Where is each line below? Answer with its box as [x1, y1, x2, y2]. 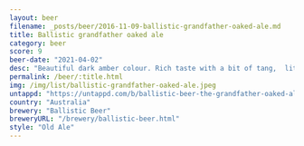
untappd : [9, 89, 43, 98]
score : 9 [9, 47, 43, 56]
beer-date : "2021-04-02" [9, 55, 103, 64]
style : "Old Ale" [9, 123, 75, 132]
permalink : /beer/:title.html [9, 73, 124, 82]
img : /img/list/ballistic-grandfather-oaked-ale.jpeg [9, 81, 217, 90]
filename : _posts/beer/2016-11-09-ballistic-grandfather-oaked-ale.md [9, 22, 281, 31]
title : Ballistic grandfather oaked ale [9, 30, 165, 39]
